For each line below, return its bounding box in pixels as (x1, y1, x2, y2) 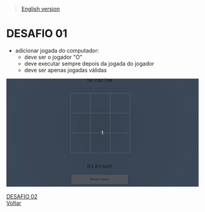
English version (21, 6, 60, 12)
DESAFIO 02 (6, 192, 38, 200)
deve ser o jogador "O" (24, 53, 82, 61)
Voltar (6, 199, 21, 206)
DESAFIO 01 (6, 27, 68, 40)
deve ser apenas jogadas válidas (24, 66, 107, 74)
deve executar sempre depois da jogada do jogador (24, 59, 154, 67)
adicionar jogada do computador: (15, 47, 99, 54)
